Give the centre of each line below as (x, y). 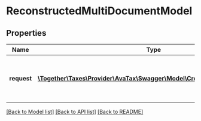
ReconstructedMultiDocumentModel (99, 11)
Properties (26, 33)
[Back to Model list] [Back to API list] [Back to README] (75, 112)
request (21, 78)
